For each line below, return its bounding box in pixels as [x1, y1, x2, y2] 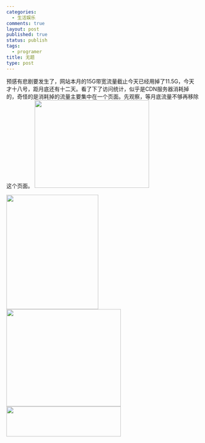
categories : [6, 9, 37, 15]
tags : [6, 43, 20, 49]
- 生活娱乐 [12, 15, 36, 21]
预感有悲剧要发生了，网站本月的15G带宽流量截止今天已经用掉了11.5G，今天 [6, 77, 195, 85]
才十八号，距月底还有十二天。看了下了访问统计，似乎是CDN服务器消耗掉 [6, 85, 189, 92]
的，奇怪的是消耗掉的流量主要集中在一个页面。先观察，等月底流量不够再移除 [6, 93, 199, 100]
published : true [6, 32, 48, 38]
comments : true [6, 20, 45, 26]
